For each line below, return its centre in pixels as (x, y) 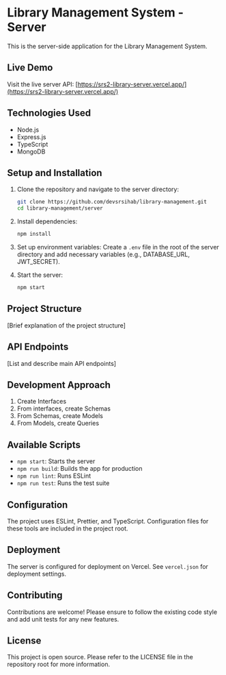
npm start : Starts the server (56, 461)
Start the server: (40, 275)
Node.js (28, 130)
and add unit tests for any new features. (63, 619)
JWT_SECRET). (38, 261)
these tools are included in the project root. (68, 528)
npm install (34, 234)
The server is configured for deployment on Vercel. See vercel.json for (108, 566)
